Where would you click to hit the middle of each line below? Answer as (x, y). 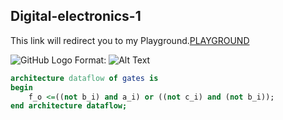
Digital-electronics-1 (76, 16)
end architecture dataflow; (69, 106)
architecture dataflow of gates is (84, 78)
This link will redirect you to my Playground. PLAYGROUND (130, 40)
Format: (90, 60)
